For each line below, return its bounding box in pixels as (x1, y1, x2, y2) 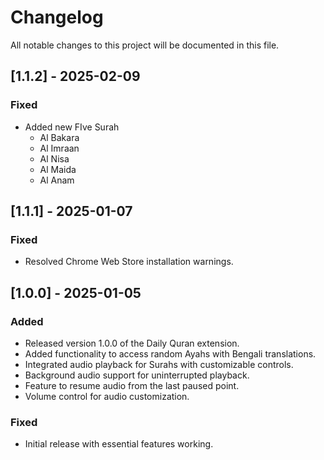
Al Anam (39, 174, 75, 186)
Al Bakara (39, 131, 80, 143)
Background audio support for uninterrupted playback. (24, 369, 250, 381)
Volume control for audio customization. (24, 391, 190, 402)
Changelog (10, 6, 104, 29)
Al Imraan (39, 142, 80, 154)
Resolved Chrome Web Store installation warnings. (24, 256, 234, 268)
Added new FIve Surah (24, 121, 120, 133)
